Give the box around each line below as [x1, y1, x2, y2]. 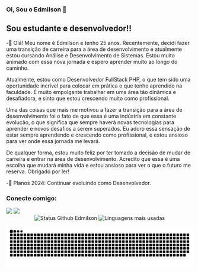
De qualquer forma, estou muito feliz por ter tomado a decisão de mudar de [6, 149, 191, 156]
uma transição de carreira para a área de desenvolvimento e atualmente [6, 46, 183, 53]
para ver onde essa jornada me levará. [6, 137, 100, 144]
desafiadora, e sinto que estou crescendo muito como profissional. [6, 95, 170, 102]
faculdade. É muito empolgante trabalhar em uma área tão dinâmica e [6, 88, 177, 95]
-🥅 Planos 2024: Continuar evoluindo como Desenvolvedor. [6, 179, 151, 186]
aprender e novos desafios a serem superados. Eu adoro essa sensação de [6, 125, 191, 132]
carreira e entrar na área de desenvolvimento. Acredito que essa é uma [6, 155, 180, 162]
